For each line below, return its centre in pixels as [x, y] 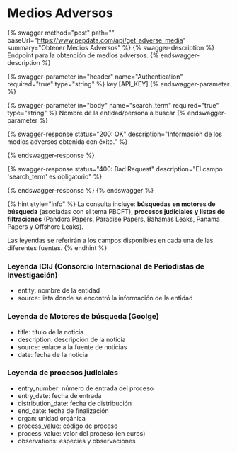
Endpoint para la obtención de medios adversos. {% [83, 55]
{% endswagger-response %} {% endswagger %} [81, 190]
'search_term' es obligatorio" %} [55, 176]
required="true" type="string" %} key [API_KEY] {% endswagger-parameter [118, 84]
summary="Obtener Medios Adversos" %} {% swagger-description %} [111, 47]
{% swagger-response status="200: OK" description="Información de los [115, 134]
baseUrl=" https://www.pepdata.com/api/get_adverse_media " [97, 40]
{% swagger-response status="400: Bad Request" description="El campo [115, 169]
